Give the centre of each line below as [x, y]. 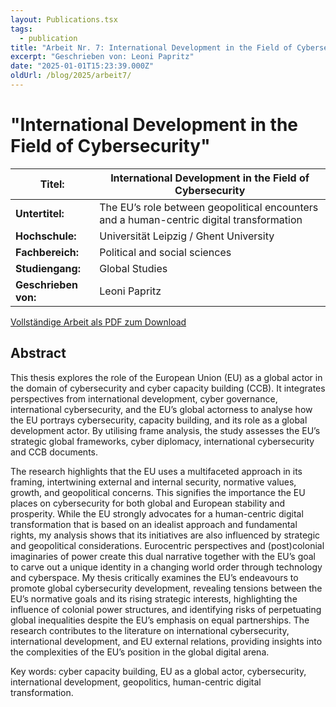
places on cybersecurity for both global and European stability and [147, 503]
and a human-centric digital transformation [201, 219]
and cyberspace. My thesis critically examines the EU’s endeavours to [154, 577]
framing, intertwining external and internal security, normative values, [153, 482]
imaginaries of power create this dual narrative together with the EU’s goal [163, 556]
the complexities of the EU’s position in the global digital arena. [140, 652]
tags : [21, 29]
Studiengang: [48, 268]
